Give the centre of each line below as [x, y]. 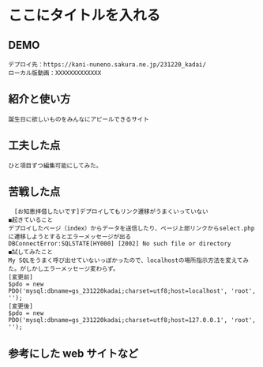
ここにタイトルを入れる [85, 15]
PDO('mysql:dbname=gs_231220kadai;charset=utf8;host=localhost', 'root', [132, 291]
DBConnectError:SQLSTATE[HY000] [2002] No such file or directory [120, 244]
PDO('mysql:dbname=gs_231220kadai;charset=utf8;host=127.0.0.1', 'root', [132, 320]
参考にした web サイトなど [73, 353]
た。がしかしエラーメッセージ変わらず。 [64, 269]
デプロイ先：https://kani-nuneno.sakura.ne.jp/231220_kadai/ [107, 65]
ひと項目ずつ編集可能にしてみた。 [55, 166]
